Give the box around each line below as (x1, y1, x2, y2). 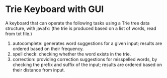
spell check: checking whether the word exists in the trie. (12, 51, 131, 57)
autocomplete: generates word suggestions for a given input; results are (12, 40, 162, 46)
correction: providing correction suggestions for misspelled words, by (12, 56, 157, 62)
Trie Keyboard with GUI (5, 3, 104, 15)
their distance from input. (12, 66, 65, 73)
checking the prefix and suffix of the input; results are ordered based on (12, 61, 162, 67)
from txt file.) (5, 30, 33, 36)
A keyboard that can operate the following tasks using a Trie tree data (5, 20, 150, 26)
